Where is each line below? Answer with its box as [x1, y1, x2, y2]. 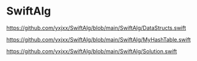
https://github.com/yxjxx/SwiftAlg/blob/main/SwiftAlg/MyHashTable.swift [6, 36, 191, 43]
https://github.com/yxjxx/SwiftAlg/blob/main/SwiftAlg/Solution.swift [6, 47, 177, 55]
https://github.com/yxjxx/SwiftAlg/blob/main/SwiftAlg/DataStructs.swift [6, 24, 187, 31]
